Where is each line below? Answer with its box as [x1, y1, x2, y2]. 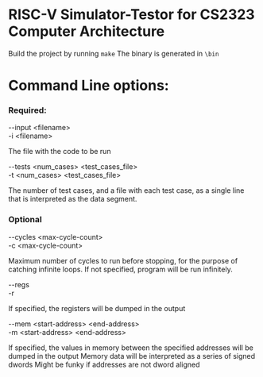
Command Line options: [8, 77, 169, 94]
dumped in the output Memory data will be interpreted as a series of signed [8, 351, 256, 360]
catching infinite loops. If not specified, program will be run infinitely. [8, 264, 233, 274]
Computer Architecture [8, 22, 165, 40]
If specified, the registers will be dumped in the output [8, 303, 186, 313]
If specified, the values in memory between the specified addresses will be [8, 343, 254, 352]
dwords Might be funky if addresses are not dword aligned [8, 360, 200, 369]
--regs [8, 279, 30, 289]
